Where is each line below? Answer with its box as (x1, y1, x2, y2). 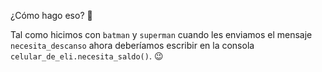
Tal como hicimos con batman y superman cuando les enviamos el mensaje (10, 29, 313, 40)
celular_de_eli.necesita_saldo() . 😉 (10, 50, 164, 62)
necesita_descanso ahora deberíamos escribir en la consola (10, 40, 255, 51)
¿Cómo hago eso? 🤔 (10, 10, 93, 21)
